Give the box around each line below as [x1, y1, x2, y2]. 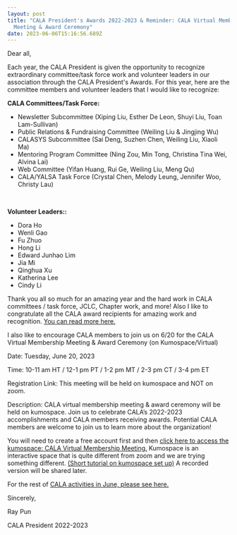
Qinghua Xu [17, 266, 52, 275]
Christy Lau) [17, 180, 54, 189]
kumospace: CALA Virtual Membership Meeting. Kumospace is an [7, 444, 199, 453]
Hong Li [17, 244, 41, 252]
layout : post [7, 10, 46, 18]
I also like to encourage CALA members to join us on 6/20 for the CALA [7, 331, 214, 339]
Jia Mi [17, 259, 36, 267]
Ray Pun [7, 508, 32, 516]
